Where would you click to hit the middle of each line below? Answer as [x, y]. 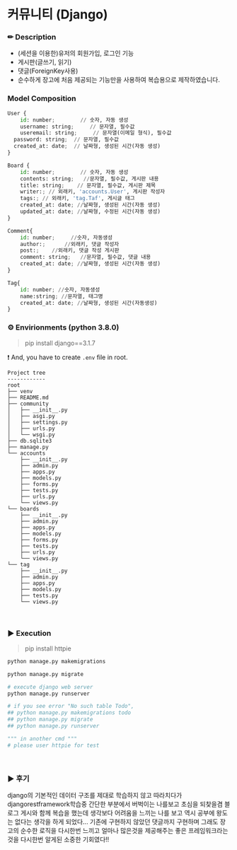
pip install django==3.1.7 [60, 343]
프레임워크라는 [208, 830]
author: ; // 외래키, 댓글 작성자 [70, 244]
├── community [28, 404]
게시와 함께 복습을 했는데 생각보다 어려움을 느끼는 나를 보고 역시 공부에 [117, 813]
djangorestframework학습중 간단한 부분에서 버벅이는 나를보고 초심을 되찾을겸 [115, 804]
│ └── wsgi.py [31, 435]
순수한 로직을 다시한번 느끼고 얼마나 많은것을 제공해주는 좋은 [104, 830]
